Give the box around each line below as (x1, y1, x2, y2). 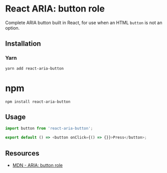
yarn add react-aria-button (5, 66, 64, 71)
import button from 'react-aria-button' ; (5, 126, 93, 131)
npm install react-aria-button (5, 99, 71, 104)
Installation (5, 40, 41, 48)
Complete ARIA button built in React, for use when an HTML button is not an (5, 20, 162, 26)
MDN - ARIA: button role (12, 162, 63, 168)
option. (5, 25, 20, 31)
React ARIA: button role (5, 3, 105, 15)
